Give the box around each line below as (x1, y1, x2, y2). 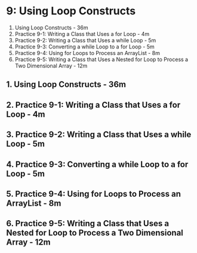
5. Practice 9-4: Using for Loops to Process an (6, 188, 181, 199)
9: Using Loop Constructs (6, 4, 136, 18)
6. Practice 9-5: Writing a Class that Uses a (6, 218, 169, 228)
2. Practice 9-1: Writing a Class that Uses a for (6, 100, 181, 110)
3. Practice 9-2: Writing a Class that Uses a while (6, 130, 192, 140)
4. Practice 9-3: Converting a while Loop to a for (6, 159, 189, 169)
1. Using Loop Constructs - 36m (6, 80, 127, 90)
